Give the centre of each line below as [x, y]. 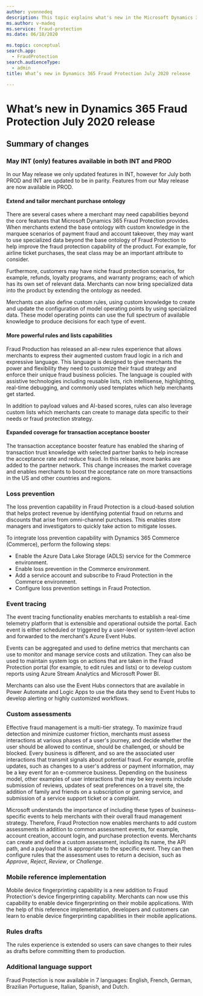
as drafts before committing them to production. [66, 951]
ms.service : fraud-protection [44, 29]
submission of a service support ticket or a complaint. [73, 798]
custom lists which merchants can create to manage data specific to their [98, 412]
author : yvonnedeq [29, 12]
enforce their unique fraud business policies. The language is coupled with [99, 374]
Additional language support [49, 967]
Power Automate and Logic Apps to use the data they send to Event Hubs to [101, 692]
